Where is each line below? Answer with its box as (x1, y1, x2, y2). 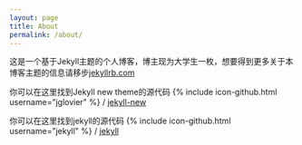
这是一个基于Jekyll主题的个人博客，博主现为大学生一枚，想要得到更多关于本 (9, 56, 294, 67)
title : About (9, 22, 59, 31)
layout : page (9, 13, 59, 23)
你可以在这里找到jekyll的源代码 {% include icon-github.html (9, 115, 231, 127)
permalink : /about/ (9, 30, 83, 39)
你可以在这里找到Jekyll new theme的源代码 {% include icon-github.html (9, 87, 278, 98)
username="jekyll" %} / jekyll (9, 126, 120, 137)
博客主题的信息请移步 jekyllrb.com (9, 67, 135, 78)
